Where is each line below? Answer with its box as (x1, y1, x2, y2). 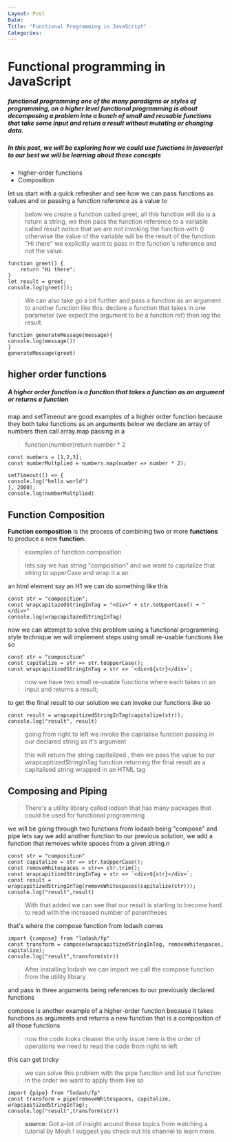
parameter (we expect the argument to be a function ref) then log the (24, 311, 221, 319)
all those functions (8, 1021, 61, 1029)
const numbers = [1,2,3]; (8, 454, 82, 461)
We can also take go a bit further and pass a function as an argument (24, 296, 221, 304)
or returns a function (8, 395, 69, 403)
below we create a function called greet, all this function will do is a (24, 210, 216, 218)
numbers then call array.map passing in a (8, 427, 125, 436)
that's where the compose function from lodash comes (8, 921, 164, 929)
